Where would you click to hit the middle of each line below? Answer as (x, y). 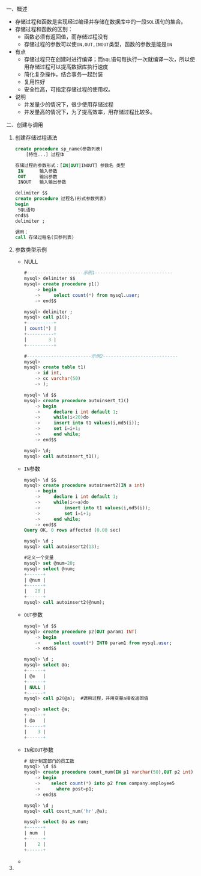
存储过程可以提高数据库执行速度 (69, 67)
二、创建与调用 (25, 125)
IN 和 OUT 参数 (39, 750)
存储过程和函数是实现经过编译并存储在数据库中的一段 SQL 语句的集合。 (100, 22)
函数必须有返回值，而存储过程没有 (66, 37)
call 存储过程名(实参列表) (44, 238)
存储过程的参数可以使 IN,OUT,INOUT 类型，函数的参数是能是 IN (98, 44)
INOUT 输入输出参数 (42, 182)
